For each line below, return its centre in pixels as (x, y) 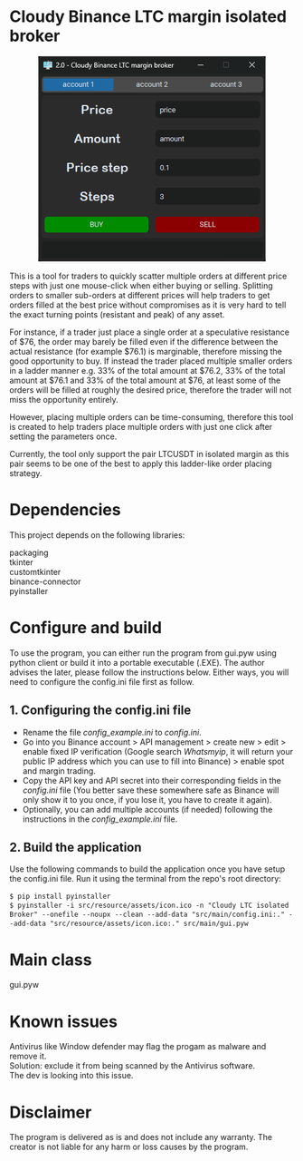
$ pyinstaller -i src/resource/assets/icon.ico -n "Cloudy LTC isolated (149, 906)
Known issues (63, 1021)
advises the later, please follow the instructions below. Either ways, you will (149, 672)
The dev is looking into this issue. (71, 1076)
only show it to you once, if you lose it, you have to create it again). (147, 799)
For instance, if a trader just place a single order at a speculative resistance (149, 332)
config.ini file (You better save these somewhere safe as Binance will (151, 790)
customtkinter (35, 571)
